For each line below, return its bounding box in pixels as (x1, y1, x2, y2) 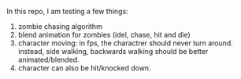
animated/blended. (17, 55, 80, 64)
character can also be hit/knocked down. (17, 63, 151, 73)
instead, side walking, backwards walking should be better (17, 47, 209, 56)
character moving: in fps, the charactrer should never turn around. (17, 38, 233, 48)
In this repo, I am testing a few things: (6, 7, 128, 16)
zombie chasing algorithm (17, 22, 102, 31)
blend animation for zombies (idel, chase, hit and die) (17, 31, 191, 39)
